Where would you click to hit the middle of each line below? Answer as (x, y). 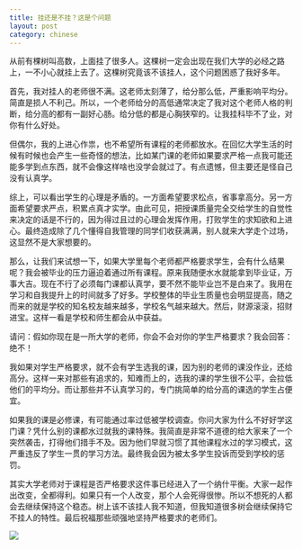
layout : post (34, 26)
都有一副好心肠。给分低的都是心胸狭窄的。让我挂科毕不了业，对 (174, 114)
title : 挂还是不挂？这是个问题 (60, 18)
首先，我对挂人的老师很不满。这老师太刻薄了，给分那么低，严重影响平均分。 (151, 92)
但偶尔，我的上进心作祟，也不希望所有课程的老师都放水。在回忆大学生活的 (147, 144)
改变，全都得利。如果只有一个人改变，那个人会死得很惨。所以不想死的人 (151, 495)
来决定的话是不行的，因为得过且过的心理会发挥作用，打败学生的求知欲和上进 (151, 220)
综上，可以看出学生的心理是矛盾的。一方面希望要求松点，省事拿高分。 (139, 197)
